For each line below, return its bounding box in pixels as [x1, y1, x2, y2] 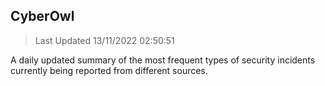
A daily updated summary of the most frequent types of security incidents [10, 54, 316, 66]
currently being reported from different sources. [10, 64, 208, 76]
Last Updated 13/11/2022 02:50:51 [34, 34, 175, 46]
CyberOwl [10, 8, 75, 25]
